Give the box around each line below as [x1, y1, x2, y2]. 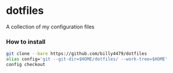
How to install [6, 38, 45, 46]
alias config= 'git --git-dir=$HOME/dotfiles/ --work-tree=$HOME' [6, 56, 168, 62]
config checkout [6, 61, 45, 67]
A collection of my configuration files [6, 23, 95, 30]
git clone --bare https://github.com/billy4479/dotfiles [6, 51, 147, 57]
